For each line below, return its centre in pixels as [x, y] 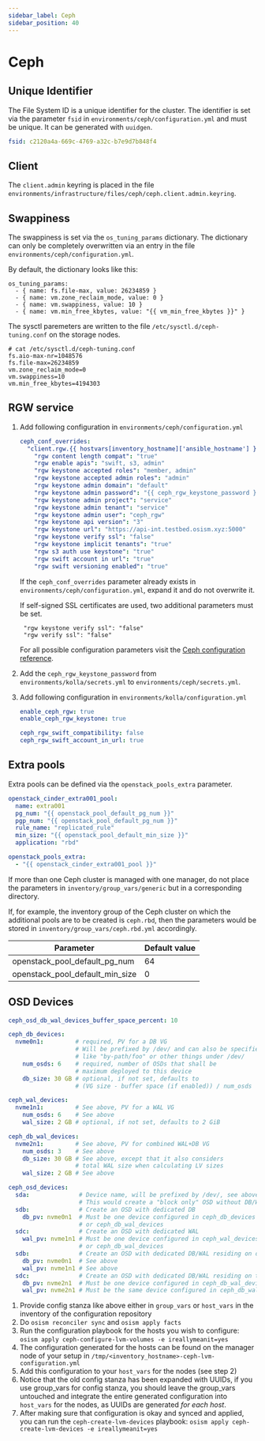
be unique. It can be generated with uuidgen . [80, 126]
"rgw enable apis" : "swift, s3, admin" [100, 463]
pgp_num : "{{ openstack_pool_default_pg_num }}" [97, 820]
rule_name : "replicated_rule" [65, 828]
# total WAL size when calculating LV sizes [149, 1166]
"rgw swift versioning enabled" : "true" [101, 566]
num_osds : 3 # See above [68, 1151]
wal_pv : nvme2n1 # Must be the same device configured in [119, 1290]
